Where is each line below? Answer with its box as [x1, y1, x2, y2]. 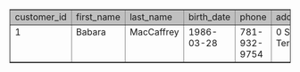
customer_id [14, 11, 67, 23]
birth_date [187, 11, 231, 23]
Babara [75, 26, 106, 38]
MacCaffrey [129, 26, 179, 38]
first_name [75, 11, 121, 23]
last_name [129, 11, 172, 23]
